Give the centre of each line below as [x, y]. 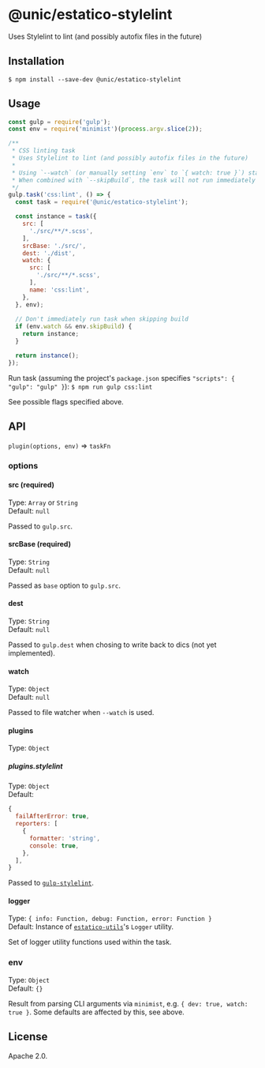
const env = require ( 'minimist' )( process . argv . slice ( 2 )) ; [105, 129]
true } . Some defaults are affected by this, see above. [97, 1012]
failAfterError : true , [52, 816]
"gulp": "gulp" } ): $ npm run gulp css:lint [80, 386]
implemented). [32, 653]
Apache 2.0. [28, 1055]
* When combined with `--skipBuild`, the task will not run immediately [134, 180]
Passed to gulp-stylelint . [51, 883]
